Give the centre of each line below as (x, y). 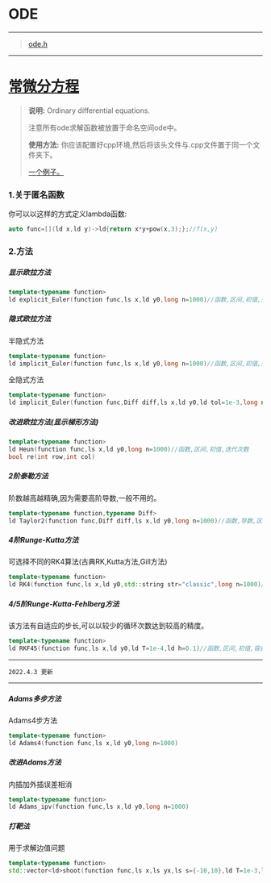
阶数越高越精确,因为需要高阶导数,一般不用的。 (85, 498)
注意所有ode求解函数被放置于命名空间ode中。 (104, 127)
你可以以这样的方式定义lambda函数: (68, 214)
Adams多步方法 (35, 698)
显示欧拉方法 (29, 272)
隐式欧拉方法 (29, 319)
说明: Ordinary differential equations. (89, 110)
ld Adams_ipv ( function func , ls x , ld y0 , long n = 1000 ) (99, 807)
